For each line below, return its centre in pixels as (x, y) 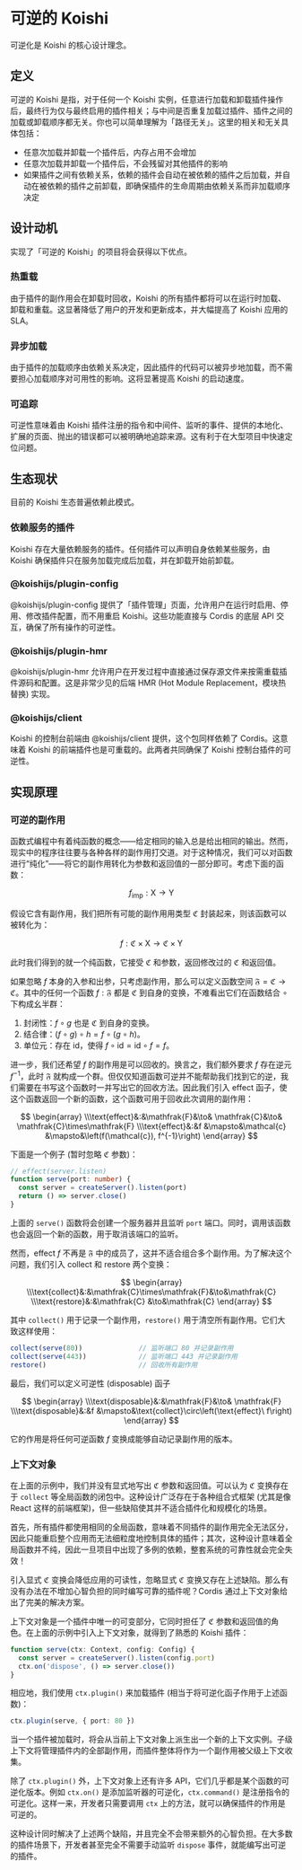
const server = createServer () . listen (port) (103, 1188)
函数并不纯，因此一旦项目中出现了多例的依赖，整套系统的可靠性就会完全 (151, 1549)
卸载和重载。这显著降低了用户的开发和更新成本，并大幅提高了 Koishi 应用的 (149, 309)
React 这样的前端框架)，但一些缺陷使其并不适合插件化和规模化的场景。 (141, 1508)
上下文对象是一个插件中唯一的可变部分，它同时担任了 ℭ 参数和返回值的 (141, 1621)
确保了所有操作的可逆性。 (73, 627)
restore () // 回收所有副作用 (104, 1365)
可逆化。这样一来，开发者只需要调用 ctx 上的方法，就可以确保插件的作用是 (148, 1804)
